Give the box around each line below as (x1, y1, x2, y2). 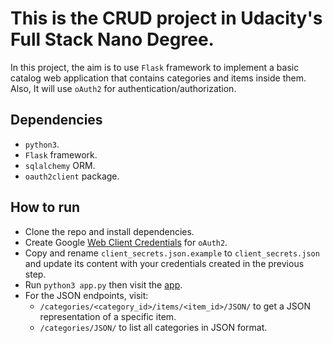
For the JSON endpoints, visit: (24, 289, 149, 301)
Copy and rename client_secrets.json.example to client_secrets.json (24, 247, 320, 259)
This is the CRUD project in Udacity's (10, 7, 323, 30)
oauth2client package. (24, 170, 120, 182)
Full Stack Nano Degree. (10, 28, 215, 51)
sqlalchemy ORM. (24, 159, 96, 171)
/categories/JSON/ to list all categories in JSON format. (39, 321, 268, 333)
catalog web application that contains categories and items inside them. (10, 72, 307, 84)
